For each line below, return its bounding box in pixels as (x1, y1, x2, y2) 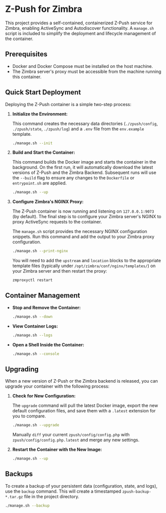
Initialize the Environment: (12, 111, 68, 117)
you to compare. (12, 413, 46, 419)
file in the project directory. (24, 493, 79, 499)
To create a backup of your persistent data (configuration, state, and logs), (5, 483, 158, 489)
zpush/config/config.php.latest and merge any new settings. (12, 437, 140, 443)
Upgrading (5, 365, 39, 373)
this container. (12, 73, 42, 80)
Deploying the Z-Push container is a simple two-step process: (5, 101, 132, 107)
